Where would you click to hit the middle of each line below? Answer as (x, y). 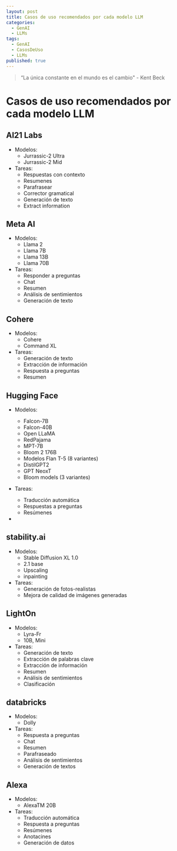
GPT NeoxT (37, 471)
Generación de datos (49, 843)
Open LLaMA (39, 433)
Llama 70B (36, 263)
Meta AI (21, 224)
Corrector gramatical (49, 193)
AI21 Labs (24, 135)
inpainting (36, 576)
